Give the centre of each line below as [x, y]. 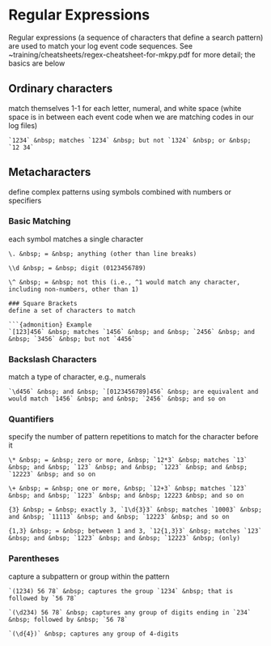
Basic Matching [40, 221]
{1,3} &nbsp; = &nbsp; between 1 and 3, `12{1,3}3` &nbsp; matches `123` [135, 531]
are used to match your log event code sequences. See [100, 45]
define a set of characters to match [72, 310]
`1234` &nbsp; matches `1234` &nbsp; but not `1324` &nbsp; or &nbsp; [130, 140]
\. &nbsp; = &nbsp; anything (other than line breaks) [103, 254]
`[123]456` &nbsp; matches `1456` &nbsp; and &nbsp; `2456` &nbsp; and [131, 332]
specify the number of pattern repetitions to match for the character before [133, 437]
